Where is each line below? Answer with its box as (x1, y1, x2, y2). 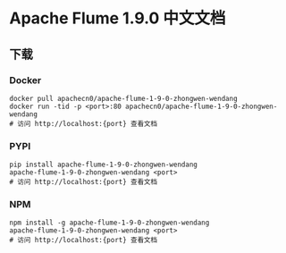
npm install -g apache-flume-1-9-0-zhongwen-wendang (9, 218, 210, 228)
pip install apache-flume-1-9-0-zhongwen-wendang (9, 160, 198, 170)
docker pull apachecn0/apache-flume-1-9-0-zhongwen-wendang (9, 94, 239, 103)
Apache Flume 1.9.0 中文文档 (9, 8, 226, 29)
